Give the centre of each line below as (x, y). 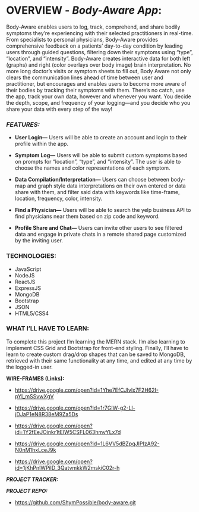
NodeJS (25, 275)
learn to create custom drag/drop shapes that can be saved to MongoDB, (96, 354)
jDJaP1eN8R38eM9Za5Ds (46, 414)
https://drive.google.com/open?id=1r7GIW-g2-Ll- (75, 408)
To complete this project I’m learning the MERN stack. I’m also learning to (96, 341)
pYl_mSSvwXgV (34, 396)
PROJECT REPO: (27, 491)
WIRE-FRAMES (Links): (35, 378)
